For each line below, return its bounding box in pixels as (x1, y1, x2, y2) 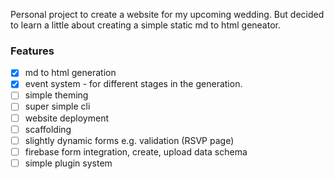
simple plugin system (24, 157, 113, 169)
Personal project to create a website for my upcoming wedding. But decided (10, 9, 325, 20)
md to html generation (24, 67, 117, 79)
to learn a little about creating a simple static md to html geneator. (10, 19, 281, 31)
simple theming (24, 89, 89, 101)
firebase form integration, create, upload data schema (24, 145, 248, 158)
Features (10, 44, 55, 58)
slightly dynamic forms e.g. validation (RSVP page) (24, 134, 235, 146)
